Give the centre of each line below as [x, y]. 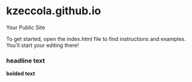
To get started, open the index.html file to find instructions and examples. [96, 39]
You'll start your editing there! [43, 45]
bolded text [21, 74]
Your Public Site [26, 27]
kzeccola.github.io [54, 11]
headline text [26, 61]
